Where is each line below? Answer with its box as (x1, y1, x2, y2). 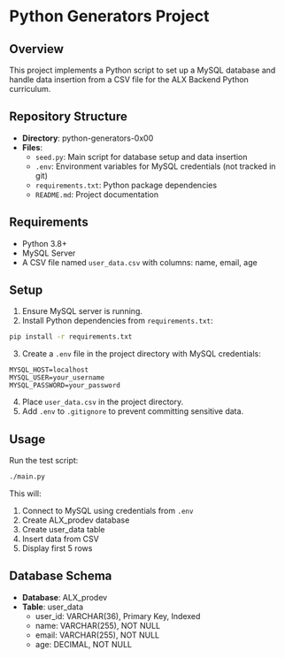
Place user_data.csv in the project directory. (21, 396, 184, 408)
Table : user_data (21, 601, 84, 612)
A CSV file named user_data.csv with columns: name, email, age (21, 256, 258, 267)
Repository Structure (9, 109, 128, 125)
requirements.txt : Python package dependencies (35, 180, 218, 190)
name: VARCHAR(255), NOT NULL (35, 620, 161, 631)
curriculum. (9, 84, 51, 94)
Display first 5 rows (21, 543, 93, 554)
